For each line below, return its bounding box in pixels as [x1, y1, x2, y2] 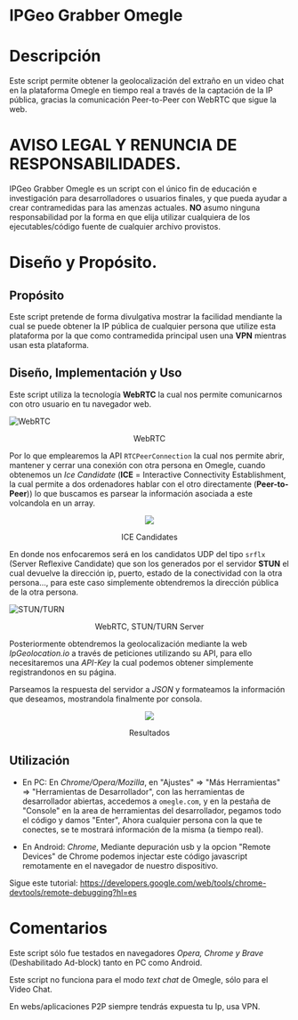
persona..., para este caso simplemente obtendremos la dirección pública [9, 577, 278, 587]
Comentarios [9, 918, 109, 938]
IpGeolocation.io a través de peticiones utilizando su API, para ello [9, 647, 253, 659]
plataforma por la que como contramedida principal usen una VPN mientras [9, 330, 287, 341]
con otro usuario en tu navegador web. [9, 398, 152, 409]
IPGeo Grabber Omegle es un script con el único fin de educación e [9, 183, 258, 194]
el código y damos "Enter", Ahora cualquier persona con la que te [21, 814, 262, 825]
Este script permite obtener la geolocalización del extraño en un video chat [9, 76, 285, 86]
